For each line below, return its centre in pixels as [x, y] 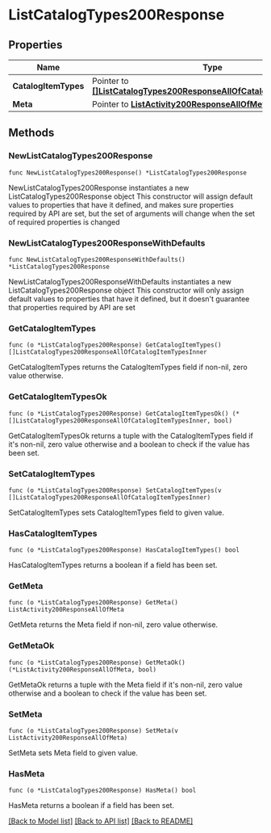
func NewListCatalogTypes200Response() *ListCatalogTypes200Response [128, 172]
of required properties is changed [64, 222]
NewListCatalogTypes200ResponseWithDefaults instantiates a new [120, 281]
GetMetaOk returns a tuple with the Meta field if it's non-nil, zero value [126, 684]
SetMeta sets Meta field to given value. [73, 753]
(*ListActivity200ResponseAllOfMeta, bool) [83, 669]
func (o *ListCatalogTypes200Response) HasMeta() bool [102, 791]
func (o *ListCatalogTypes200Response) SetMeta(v [94, 731]
